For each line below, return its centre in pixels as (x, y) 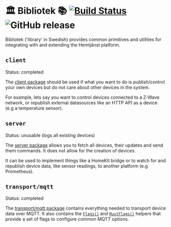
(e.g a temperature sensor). (34, 108)
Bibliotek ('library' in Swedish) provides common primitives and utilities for (83, 39)
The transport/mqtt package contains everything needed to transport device (86, 208)
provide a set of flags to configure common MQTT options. (67, 219)
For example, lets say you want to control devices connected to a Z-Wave (82, 97)
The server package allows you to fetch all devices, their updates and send (84, 145)
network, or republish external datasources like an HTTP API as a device (81, 103)
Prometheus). (20, 171)
